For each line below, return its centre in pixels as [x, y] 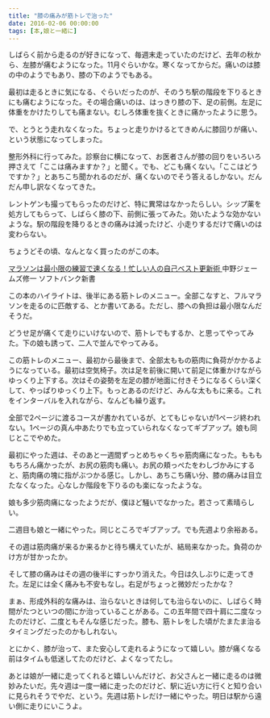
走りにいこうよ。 [58, 706]
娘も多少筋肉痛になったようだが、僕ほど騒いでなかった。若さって [118, 503]
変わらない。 [29, 234]
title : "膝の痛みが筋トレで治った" [61, 16]
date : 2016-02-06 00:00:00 [54, 23]
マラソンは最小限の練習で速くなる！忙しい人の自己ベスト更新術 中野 [123, 269]
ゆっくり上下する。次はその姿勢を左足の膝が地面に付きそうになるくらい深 [132, 381]
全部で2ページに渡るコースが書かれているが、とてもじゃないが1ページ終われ [135, 418]
